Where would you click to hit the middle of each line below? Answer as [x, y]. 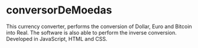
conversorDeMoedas [59, 10]
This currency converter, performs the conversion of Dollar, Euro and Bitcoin [99, 26]
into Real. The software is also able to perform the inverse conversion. [92, 32]
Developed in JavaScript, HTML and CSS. [57, 39]
